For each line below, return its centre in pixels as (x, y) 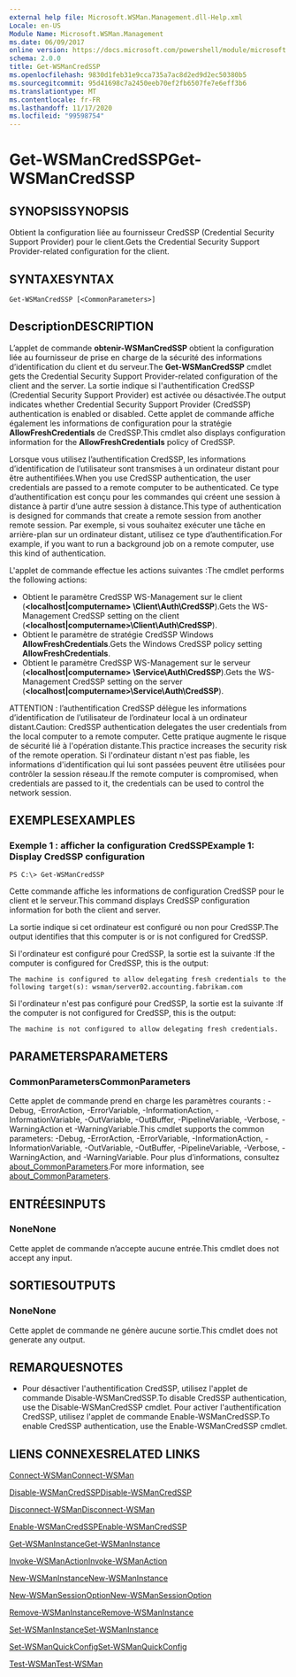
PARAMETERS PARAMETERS (89, 1056)
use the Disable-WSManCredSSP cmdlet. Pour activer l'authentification (152, 1407)
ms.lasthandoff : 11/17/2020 (61, 108)
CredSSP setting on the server (127, 681)
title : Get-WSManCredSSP (55, 67)
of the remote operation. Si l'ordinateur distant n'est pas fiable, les (129, 755)
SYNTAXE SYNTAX (62, 279)
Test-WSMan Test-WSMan (56, 1664)
